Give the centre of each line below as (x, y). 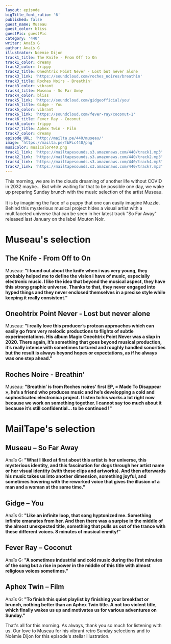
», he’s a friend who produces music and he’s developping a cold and (80, 392)
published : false (24, 19)
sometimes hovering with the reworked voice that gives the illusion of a (82, 482)
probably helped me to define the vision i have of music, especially (78, 276)
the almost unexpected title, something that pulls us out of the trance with (86, 526)
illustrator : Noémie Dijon (34, 53)
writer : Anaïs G (22, 43)
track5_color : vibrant (29, 110)
